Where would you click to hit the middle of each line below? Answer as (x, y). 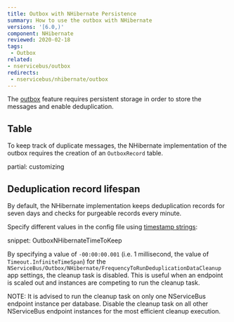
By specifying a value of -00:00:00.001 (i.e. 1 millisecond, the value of (108, 254)
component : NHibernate (40, 33)
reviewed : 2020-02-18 (39, 40)
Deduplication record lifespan (74, 189)
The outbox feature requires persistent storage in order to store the (104, 99)
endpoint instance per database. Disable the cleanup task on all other (108, 304)
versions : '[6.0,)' (36, 27)
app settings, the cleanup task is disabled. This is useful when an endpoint (115, 275)
